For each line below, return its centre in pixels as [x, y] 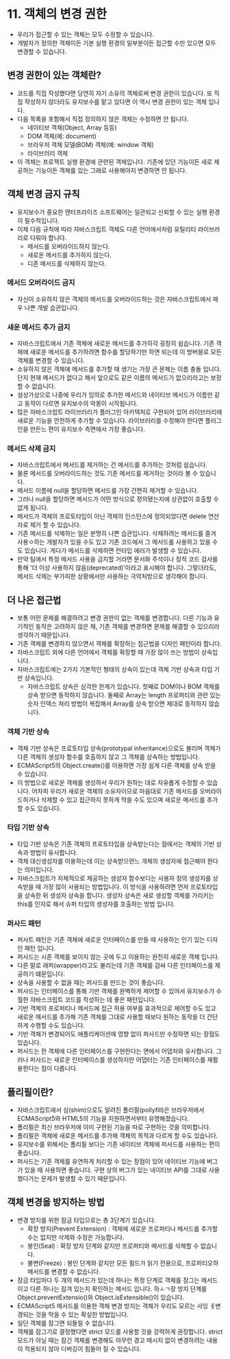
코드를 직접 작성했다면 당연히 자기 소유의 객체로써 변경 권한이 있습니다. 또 [115, 93]
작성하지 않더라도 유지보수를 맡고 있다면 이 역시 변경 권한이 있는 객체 [116, 102]
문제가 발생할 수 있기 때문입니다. [84, 1178]
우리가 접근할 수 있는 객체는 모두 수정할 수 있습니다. [85, 34]
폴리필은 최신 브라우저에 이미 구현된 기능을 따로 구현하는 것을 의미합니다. [114, 1127]
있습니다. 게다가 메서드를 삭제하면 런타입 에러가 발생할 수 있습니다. [113, 550]
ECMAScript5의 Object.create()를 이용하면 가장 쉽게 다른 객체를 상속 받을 [116, 765]
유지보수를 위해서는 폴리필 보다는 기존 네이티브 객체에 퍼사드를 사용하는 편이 [118, 1144]
